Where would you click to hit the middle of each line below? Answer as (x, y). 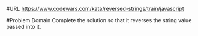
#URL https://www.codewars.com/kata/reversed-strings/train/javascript (95, 9)
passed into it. (24, 27)
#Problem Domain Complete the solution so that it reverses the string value (99, 20)
